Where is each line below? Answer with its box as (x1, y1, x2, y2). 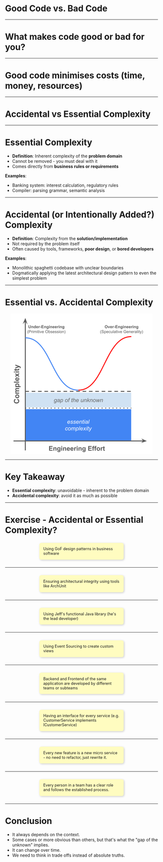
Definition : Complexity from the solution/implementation (12, 235, 128, 241)
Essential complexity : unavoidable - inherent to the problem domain (12, 487, 149, 493)
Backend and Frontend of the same (43, 676, 107, 681)
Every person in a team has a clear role (43, 783, 114, 788)
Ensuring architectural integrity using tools (43, 579, 120, 584)
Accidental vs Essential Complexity (5, 109, 151, 119)
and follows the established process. (43, 787, 109, 792)
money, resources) (5, 80, 83, 92)
